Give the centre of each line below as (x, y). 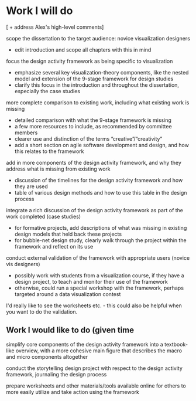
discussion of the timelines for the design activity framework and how (99, 180)
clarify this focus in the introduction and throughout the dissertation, (97, 85)
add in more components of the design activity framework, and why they (94, 162)
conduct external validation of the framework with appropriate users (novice (98, 258)
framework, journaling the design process (56, 374)
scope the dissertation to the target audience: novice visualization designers (98, 38)
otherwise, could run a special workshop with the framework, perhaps (99, 288)
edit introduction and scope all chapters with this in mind (83, 50)
